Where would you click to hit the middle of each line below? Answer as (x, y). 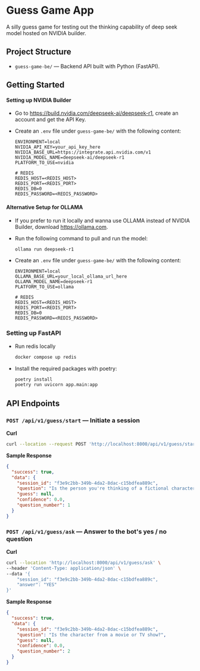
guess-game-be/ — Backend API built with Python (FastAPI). (87, 66)
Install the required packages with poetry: (66, 368)
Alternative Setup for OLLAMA (45, 207)
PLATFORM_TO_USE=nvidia (44, 163)
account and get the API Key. (50, 120)
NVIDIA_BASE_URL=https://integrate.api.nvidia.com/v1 (83, 152)
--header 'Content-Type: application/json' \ (63, 568)
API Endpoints (33, 403)
